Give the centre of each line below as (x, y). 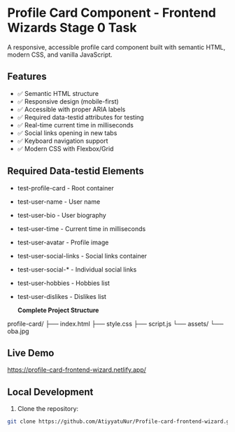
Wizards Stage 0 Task (72, 28)
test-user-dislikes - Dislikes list (62, 296)
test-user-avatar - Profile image (63, 242)
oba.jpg (18, 331)
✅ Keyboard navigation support (63, 141)
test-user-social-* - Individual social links (77, 269)
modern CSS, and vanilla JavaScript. (60, 55)
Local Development (50, 392)
